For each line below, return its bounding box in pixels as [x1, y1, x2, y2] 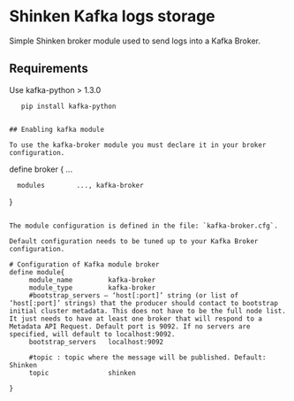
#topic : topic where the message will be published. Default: [28, 352, 267, 362]
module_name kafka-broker [28, 275, 156, 284]
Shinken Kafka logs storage [9, 6, 216, 27]
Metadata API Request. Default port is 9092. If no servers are [9, 321, 251, 331]
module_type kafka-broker [28, 283, 156, 292]
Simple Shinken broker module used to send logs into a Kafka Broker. [9, 35, 260, 46]
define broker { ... [9, 164, 73, 174]
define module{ [9, 267, 65, 276]
